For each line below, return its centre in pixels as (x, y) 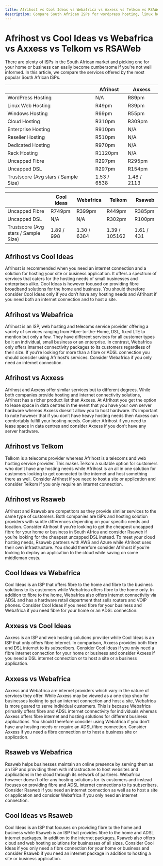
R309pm (138, 121)
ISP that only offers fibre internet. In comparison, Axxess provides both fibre (81, 643)
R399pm (86, 211)
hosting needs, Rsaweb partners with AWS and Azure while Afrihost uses (78, 542)
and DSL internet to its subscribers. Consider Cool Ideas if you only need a (80, 648)
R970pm (105, 145)
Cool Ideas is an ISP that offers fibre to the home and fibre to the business (79, 584)
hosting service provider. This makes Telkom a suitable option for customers (81, 463)
